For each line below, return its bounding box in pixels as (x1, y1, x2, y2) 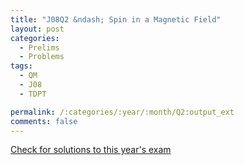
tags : (10, 61, 33, 71)
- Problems (19, 52, 65, 62)
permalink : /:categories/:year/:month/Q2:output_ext (10, 107, 235, 117)
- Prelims (19, 42, 60, 53)
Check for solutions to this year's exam (10, 144, 172, 156)
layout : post (10, 24, 65, 34)
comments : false (10, 116, 78, 126)
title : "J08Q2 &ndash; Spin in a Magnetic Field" (10, 14, 222, 25)
